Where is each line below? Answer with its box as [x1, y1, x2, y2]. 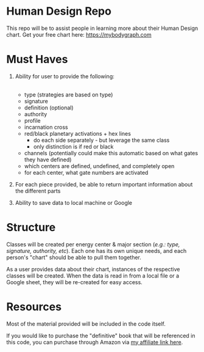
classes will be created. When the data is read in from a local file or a [6, 272, 180, 279]
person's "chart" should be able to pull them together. [6, 254, 142, 261]
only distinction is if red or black [33, 142, 114, 150]
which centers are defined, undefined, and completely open [24, 162, 175, 169]
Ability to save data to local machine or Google [15, 199, 133, 206]
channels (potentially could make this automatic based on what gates [24, 149, 199, 156]
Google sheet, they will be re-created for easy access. [6, 278, 143, 285]
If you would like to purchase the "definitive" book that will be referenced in [6, 332, 196, 339]
